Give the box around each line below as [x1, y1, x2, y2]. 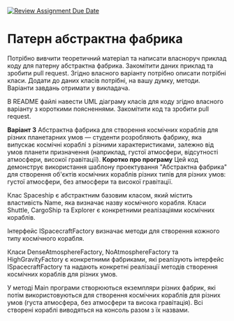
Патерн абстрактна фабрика [7, 31, 183, 47]
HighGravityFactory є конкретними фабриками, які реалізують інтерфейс [7, 255, 225, 263]
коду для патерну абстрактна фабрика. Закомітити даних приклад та [7, 61, 214, 70]
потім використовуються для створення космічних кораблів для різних [7, 290, 221, 299]
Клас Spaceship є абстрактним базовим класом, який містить [7, 191, 193, 199]
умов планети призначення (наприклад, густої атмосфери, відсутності [7, 147, 219, 156]
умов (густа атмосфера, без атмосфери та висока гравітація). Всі [7, 298, 203, 306]
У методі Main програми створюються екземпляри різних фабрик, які [7, 283, 217, 292]
